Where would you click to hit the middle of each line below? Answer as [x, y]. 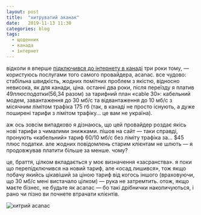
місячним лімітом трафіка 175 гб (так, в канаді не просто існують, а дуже [101, 107]
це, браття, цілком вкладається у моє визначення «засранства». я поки [99, 162]
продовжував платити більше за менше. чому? [67, 150]
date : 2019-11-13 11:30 [39, 23]
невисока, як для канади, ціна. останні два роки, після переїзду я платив [100, 87]
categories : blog [28, 29]
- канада [23, 46]
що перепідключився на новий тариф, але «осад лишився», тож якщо [96, 168]
